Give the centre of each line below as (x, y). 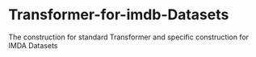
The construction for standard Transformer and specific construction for (128, 37)
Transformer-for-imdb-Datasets (119, 15)
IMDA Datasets (33, 45)
